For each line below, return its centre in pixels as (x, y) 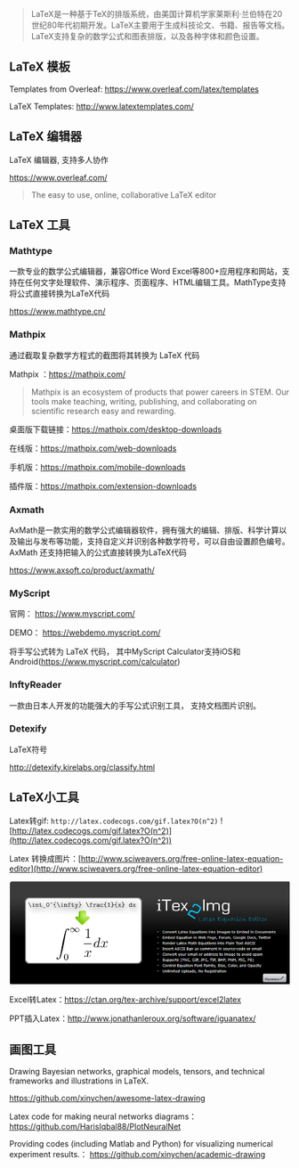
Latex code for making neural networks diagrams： (103, 1116)
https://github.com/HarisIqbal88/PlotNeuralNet (95, 1127)
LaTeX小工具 (44, 798)
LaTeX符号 (28, 749)
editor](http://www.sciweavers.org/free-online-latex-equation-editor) (136, 869)
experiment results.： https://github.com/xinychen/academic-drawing (137, 1155)
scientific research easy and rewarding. (103, 411)
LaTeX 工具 (40, 225)
